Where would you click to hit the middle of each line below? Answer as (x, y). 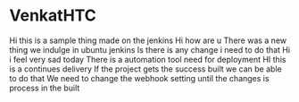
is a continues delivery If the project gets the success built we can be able (146, 69)
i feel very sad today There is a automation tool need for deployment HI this (148, 59)
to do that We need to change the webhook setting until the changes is (139, 78)
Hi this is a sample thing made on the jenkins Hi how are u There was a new (148, 40)
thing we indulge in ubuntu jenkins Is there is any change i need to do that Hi (150, 49)
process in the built (45, 88)
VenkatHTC (53, 16)
